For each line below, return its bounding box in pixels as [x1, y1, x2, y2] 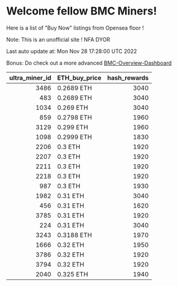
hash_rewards [107, 74, 149, 82]
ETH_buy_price [57, 74, 102, 82]
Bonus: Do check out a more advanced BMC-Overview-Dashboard [6, 59, 172, 66]
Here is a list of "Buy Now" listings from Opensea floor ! [6, 24, 144, 31]
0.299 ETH [57, 122, 88, 131]
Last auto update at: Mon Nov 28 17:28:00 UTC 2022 [6, 47, 137, 55]
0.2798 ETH [57, 113, 92, 121]
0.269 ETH [57, 103, 88, 112]
